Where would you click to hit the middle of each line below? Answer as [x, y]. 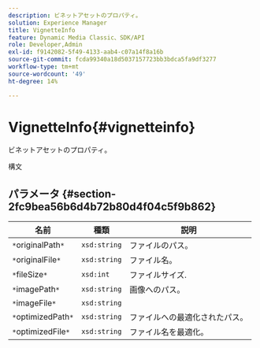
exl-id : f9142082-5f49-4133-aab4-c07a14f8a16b [86, 52]
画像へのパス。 [157, 290]
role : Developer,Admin [45, 45]
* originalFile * [37, 260]
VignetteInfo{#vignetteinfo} [102, 127]
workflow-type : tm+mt [44, 67]
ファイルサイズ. [158, 275]
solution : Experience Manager [58, 23]
